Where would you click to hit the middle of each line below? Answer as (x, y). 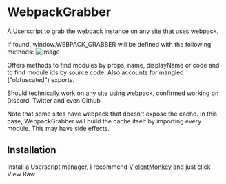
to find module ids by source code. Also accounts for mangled (95, 72)
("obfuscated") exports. (41, 79)
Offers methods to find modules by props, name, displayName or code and (113, 65)
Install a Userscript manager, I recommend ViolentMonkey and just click (109, 167)
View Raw (21, 174)
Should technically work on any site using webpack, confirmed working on (113, 93)
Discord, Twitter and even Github (54, 100)
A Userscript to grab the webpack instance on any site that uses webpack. (113, 31)
